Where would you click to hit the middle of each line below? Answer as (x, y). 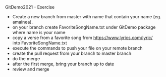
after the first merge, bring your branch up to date (63, 64)
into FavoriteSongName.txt (40, 43)
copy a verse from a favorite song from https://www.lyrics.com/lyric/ (82, 38)
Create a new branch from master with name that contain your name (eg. (87, 17)
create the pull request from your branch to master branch (72, 53)
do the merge (26, 58)
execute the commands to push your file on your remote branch (77, 48)
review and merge (31, 69)
